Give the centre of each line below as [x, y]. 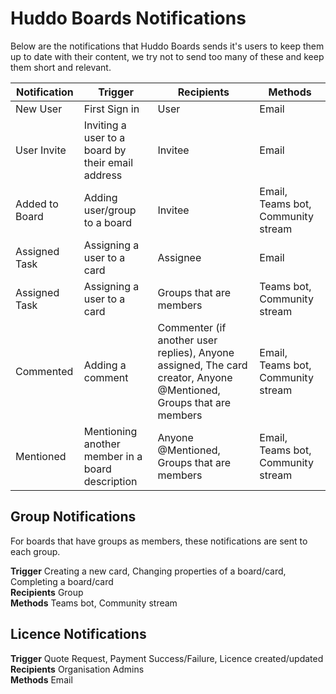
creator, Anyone [195, 377]
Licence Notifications [78, 634]
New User [39, 109]
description [110, 481]
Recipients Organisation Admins [77, 669]
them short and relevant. [61, 67]
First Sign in [111, 109]
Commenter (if [192, 327]
